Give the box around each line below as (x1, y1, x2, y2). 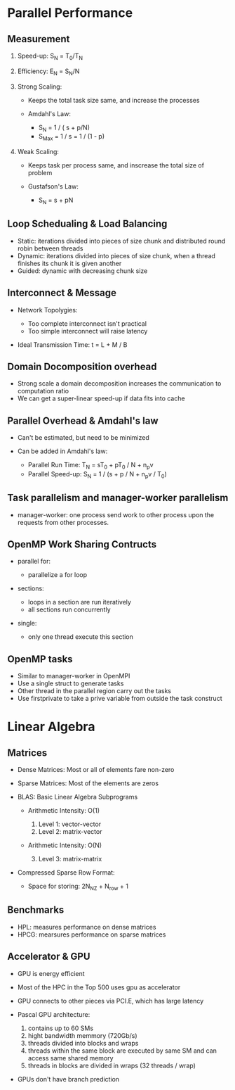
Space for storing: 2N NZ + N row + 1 (27, 882, 128, 892)
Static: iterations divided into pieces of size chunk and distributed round (17, 236, 226, 245)
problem (27, 169, 53, 177)
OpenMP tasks (7, 653, 73, 665)
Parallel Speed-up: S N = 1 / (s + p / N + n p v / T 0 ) (27, 470, 167, 480)
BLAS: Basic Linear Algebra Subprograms (17, 793, 138, 801)
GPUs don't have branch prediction (17, 1075, 120, 1083)
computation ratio (17, 387, 69, 395)
